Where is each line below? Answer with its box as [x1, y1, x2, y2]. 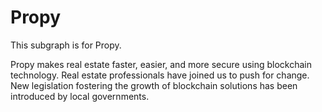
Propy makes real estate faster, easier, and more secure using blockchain [10, 58, 313, 70]
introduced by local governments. [10, 90, 150, 102]
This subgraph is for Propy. [10, 39, 122, 51]
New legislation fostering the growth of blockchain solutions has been [10, 79, 298, 91]
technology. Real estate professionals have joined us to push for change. [10, 69, 310, 81]
